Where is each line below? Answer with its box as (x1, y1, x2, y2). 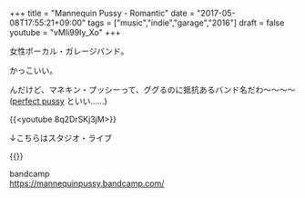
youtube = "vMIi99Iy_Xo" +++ (9, 27, 121, 37)
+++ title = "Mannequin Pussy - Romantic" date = (9, 8, 196, 18)
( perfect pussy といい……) (9, 95, 107, 106)
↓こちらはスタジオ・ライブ (9, 133, 112, 144)
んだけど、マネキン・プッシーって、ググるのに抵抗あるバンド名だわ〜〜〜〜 (9, 84, 296, 94)
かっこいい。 (9, 65, 57, 75)
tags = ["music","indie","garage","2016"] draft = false (87, 17, 285, 28)
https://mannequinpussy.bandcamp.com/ (9, 178, 165, 189)
